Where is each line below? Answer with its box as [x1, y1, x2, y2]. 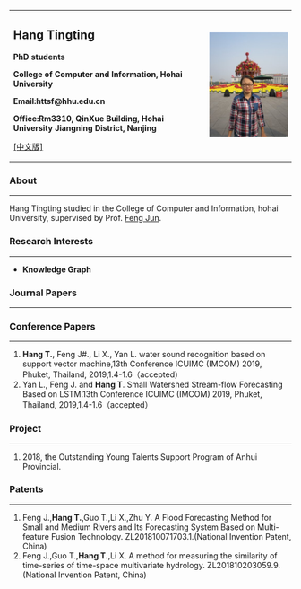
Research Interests [9, 235, 94, 248]
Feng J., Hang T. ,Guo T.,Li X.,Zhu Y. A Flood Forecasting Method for [21, 512, 272, 523]
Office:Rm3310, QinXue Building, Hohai [13, 113, 164, 124]
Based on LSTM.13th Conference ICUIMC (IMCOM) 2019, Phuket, [21, 389, 262, 400]
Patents [9, 483, 44, 496]
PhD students [13, 51, 65, 62]
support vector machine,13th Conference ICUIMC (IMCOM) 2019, [21, 358, 262, 369]
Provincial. [21, 461, 62, 471]
